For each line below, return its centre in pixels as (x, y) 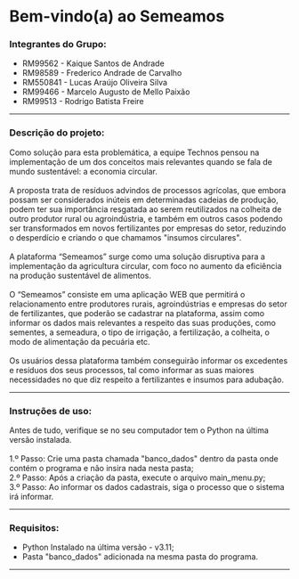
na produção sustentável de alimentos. (80, 275)
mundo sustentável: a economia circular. (83, 171)
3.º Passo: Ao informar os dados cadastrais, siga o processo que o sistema (147, 487)
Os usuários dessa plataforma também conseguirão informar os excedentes (149, 360)
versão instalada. (40, 440)
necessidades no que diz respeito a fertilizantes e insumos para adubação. (147, 379)
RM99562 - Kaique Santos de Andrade (93, 63)
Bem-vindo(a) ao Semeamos (117, 16)
